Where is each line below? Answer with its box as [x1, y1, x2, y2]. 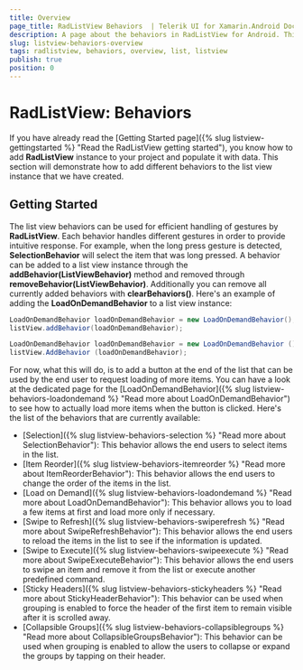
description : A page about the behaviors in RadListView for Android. [9, 30, 280, 39]
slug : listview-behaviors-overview [9, 38, 143, 48]
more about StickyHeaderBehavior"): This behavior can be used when [22, 593, 284, 604]
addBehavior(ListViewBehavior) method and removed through [9, 268, 245, 280]
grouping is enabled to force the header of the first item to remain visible [22, 602, 293, 614]
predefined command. [22, 574, 106, 585]
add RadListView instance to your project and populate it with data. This [9, 151, 279, 163]
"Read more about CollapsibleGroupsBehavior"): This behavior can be [22, 631, 283, 642]
